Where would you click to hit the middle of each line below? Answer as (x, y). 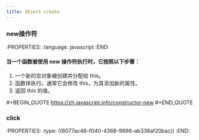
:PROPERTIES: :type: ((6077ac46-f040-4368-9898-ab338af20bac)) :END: (98, 131)
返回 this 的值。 (34, 91)
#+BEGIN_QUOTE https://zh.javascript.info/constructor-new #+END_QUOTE (99, 102)
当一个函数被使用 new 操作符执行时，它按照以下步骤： (73, 61)
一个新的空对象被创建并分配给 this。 (59, 76)
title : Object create (33, 12)
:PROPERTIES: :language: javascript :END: (58, 47)
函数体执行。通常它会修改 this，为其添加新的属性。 (78, 83)
